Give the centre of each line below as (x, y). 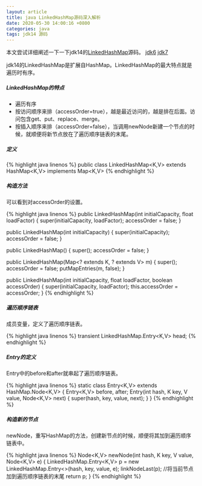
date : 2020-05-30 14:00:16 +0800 (48, 23)
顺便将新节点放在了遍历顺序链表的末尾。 (81, 134)
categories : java (28, 29)
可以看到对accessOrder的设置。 (46, 202)
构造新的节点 (22, 419)
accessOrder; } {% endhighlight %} (50, 293)
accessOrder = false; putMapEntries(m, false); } (65, 269)
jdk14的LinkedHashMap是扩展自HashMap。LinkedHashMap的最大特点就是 (99, 65)
